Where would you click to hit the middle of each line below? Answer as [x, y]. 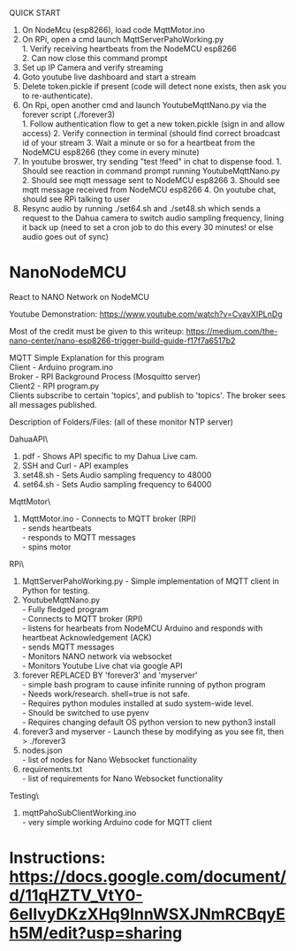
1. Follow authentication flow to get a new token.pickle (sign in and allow [153, 124]
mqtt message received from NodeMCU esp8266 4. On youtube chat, [149, 190]
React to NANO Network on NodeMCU [80, 296]
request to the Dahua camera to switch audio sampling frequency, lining [153, 218]
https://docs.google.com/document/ [148, 877]
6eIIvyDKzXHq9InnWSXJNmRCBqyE [147, 914]
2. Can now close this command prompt [95, 58]
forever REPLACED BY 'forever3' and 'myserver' [110, 675]
